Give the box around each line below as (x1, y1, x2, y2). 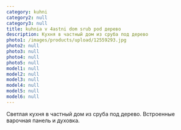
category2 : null (6, 15, 48, 21)
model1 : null (6, 65, 40, 72)
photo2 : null (6, 43, 40, 49)
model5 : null (6, 88, 40, 94)
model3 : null (6, 77, 40, 83)
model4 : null (6, 83, 40, 89)
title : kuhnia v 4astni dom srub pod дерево (6, 26, 121, 32)
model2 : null (6, 71, 40, 77)
